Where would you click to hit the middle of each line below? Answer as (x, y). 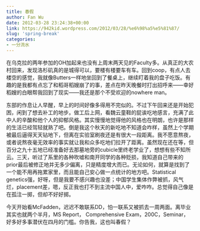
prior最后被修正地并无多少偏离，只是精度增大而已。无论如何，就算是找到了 (98, 164)
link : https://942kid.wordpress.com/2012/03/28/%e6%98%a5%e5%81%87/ (93, 28)
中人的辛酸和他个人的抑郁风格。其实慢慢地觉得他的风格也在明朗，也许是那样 (100, 120)
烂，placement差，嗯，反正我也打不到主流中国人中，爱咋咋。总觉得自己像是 (100, 187)
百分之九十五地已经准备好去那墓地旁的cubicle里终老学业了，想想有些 (91, 149)
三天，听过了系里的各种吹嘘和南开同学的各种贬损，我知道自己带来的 (100, 157)
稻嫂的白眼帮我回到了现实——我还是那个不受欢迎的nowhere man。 (88, 92)
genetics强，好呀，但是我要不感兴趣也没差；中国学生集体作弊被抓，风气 (95, 179)
